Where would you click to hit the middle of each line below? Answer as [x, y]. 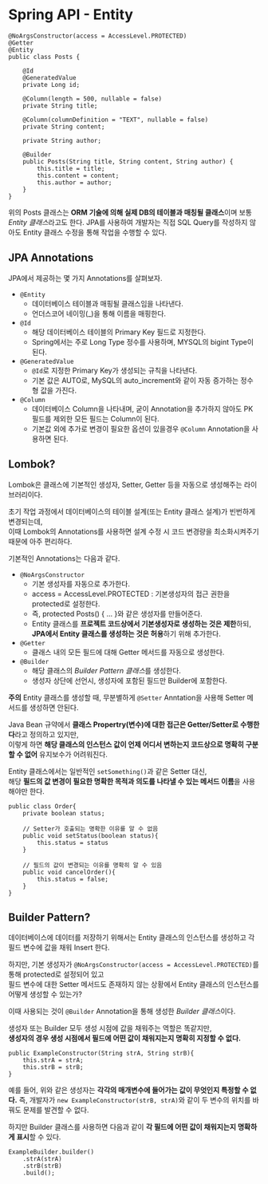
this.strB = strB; [53, 1068]
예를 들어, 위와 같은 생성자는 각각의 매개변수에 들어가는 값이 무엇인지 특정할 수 [128, 1090]
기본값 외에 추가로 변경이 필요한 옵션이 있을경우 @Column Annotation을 [141, 428]
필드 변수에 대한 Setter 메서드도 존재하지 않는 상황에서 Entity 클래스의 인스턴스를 [134, 985]
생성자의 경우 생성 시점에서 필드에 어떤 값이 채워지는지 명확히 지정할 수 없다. [125, 1038]
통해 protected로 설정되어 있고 [56, 974]
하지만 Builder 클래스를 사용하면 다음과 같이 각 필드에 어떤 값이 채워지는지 [122, 1127]
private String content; [64, 126]
